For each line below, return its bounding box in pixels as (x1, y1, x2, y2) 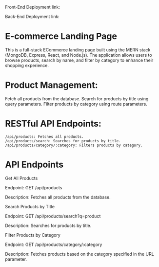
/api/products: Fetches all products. (5, 134, 84, 139)
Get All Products (5, 175, 38, 181)
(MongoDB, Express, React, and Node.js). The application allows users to (5, 52, 152, 58)
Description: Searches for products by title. (5, 222, 92, 228)
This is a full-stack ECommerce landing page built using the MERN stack (5, 46, 151, 53)
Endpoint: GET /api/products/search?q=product (5, 213, 101, 219)
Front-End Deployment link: (5, 4, 60, 10)
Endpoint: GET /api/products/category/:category (5, 242, 102, 247)
